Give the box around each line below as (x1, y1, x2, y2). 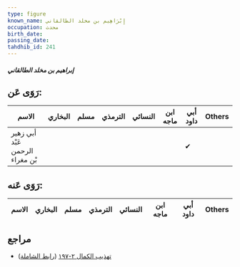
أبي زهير (11, 128, 37, 138)
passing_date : (7, 37, 50, 44)
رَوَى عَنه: (7, 179, 43, 191)
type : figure (7, 10, 46, 18)
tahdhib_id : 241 (7, 43, 56, 51)
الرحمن (11, 146, 34, 156)
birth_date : (7, 30, 43, 38)
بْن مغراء (11, 155, 38, 164)
